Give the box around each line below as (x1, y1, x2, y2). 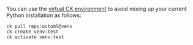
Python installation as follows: (6, 12, 81, 19)
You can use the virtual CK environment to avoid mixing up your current (6, 5, 187, 12)
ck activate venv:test (6, 34, 64, 40)
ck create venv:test (6, 29, 59, 35)
